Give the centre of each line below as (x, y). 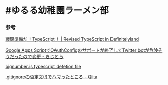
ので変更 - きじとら (43, 57)
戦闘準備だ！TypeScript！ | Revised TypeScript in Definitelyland (72, 39)
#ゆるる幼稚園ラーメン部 (57, 10)
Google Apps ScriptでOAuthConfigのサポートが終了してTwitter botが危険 (82, 50)
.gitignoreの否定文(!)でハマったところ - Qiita (51, 77)
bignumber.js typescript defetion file (43, 67)
